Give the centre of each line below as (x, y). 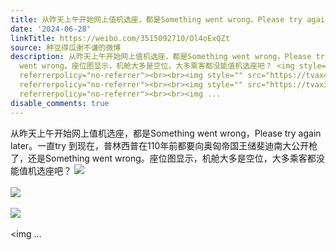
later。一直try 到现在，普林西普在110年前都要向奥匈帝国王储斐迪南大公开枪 (164, 145)
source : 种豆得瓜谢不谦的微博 (66, 47)
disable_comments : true (60, 103)
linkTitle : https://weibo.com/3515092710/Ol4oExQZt (120, 38)
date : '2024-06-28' (51, 29)
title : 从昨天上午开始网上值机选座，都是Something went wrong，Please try (156, 19)
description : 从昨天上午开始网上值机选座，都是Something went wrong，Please (161, 57)
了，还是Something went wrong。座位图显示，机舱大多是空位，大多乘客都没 (167, 158)
